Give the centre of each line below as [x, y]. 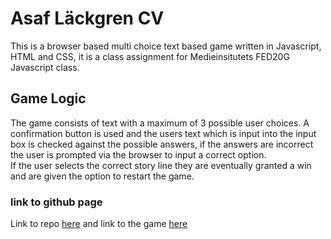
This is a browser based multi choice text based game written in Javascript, [166, 46]
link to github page [56, 202]
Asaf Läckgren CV [87, 18]
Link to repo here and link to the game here [99, 224]
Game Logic [48, 98]
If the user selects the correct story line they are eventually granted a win [161, 165]
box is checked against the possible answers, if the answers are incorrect [162, 144]
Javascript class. [45, 67]
